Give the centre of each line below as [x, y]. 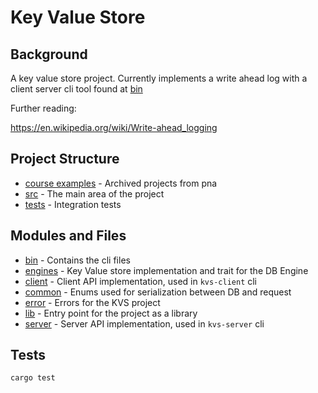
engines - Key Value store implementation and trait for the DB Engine [166, 270]
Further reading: [43, 108]
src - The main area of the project [94, 193]
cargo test [33, 378]
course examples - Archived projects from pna [121, 183]
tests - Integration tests [73, 204]
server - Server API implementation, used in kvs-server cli [144, 323]
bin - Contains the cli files [77, 260]
